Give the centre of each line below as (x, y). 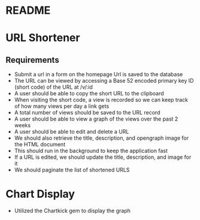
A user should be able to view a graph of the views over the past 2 (96, 119)
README (28, 10)
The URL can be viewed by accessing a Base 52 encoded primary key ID (104, 81)
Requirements (32, 60)
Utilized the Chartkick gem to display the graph (72, 211)
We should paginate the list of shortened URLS (72, 170)
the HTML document (40, 144)
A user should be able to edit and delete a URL (72, 132)
